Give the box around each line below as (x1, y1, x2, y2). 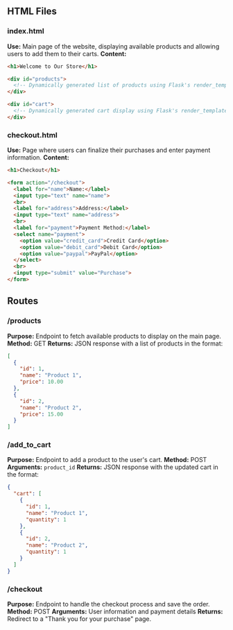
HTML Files (7, 6, 58, 17)
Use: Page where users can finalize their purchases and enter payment (7, 146, 211, 155)
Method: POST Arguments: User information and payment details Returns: (7, 607, 223, 616)
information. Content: (7, 153, 69, 162)
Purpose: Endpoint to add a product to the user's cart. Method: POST (7, 456, 207, 464)
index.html (7, 26, 44, 36)
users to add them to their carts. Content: (7, 49, 127, 58)
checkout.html (7, 130, 58, 139)
